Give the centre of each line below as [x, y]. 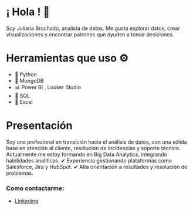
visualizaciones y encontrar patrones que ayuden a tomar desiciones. [90, 34]
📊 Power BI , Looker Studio [48, 87]
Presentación [39, 126]
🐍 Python [26, 74]
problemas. [20, 173]
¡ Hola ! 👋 [28, 12]
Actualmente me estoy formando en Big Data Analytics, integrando [87, 154]
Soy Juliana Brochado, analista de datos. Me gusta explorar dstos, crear [93, 28]
